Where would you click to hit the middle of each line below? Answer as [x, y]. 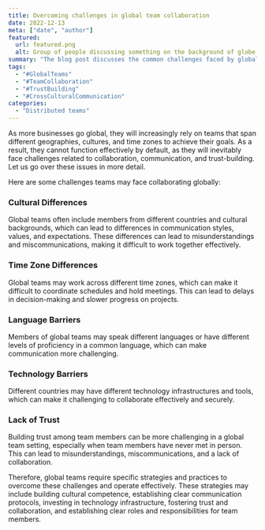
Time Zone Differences [53, 265]
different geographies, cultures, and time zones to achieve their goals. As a [130, 142]
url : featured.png [46, 45]
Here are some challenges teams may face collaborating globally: [114, 182]
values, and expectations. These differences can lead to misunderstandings [131, 237]
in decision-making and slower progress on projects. [94, 299]
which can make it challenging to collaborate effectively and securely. [121, 400]
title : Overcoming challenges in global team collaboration [109, 15]
